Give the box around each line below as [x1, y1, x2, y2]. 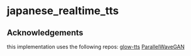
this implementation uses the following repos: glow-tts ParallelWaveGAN [7, 43, 184, 50]
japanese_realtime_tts [7, 4, 119, 18]
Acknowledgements [7, 28, 84, 38]
